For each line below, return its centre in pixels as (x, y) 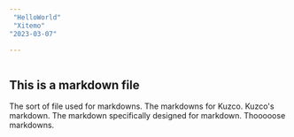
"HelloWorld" (37, 17)
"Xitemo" (29, 26)
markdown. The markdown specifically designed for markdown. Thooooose (147, 116)
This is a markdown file (74, 85)
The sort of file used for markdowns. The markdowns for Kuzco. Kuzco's (142, 106)
